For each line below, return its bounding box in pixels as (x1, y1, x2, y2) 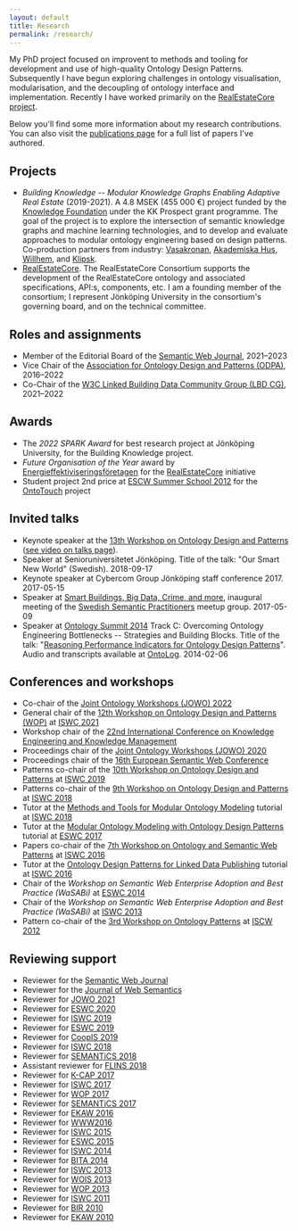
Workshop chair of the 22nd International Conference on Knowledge (21, 726, 275, 737)
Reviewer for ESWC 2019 (21, 1022, 114, 1033)
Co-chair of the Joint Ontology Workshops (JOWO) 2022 (21, 698, 233, 709)
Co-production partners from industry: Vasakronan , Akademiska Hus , (21, 244, 278, 255)
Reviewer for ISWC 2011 (21, 1193, 111, 1204)
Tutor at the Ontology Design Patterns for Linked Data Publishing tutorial (21, 859, 288, 870)
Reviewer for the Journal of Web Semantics (21, 985, 183, 996)
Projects (9, 163, 57, 178)
